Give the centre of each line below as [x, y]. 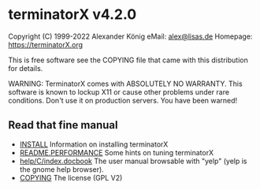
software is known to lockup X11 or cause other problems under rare [119, 91]
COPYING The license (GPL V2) [71, 177]
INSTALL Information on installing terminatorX [94, 144]
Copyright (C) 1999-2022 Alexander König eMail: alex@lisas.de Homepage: [130, 36]
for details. [26, 68]
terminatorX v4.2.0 [72, 15]
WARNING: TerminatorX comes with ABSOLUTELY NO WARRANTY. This [125, 84]
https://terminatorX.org [46, 44]
